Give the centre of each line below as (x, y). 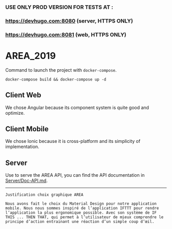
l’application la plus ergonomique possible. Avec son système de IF (81, 213)
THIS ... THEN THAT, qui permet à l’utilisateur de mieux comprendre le (84, 217)
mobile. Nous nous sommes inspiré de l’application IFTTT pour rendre (82, 209)
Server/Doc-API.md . (26, 181)
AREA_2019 (31, 56)
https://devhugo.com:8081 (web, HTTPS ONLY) (66, 34)
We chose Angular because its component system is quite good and (77, 107)
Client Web (23, 95)
